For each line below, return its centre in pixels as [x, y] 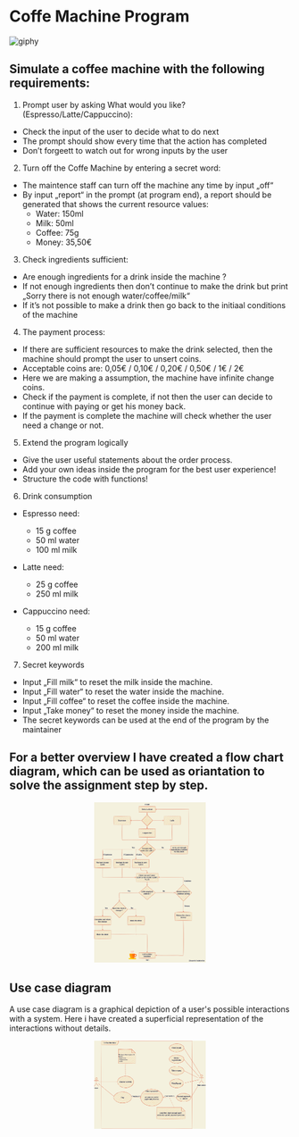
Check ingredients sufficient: [75, 259]
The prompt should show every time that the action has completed [145, 141]
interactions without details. [60, 1028]
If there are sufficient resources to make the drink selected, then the [147, 349]
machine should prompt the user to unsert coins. [112, 358]
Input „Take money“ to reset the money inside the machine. [130, 710]
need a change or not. [63, 425]
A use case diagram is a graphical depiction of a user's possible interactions [149, 1009]
